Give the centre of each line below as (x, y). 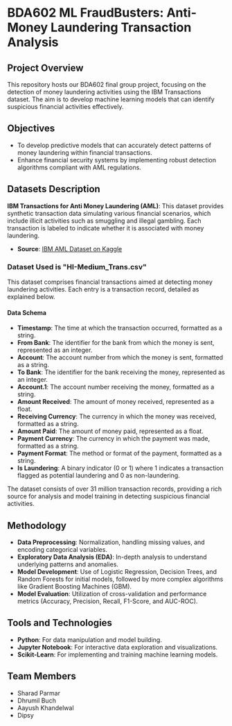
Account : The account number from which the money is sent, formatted (120, 357)
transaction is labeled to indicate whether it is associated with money (106, 228)
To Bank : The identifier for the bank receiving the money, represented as (121, 372)
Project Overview (45, 68)
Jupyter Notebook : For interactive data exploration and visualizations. (117, 647)
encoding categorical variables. (62, 549)
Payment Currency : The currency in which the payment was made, (114, 439)
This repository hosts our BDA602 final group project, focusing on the (107, 84)
